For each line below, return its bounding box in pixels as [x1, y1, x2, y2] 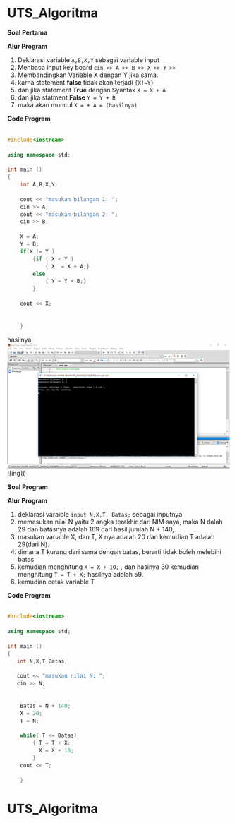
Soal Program [7, 482, 48, 491]
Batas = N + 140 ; [20, 702, 71, 709]
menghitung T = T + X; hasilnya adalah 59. [17, 570, 144, 578]
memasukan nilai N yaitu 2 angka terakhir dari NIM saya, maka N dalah [17, 517, 224, 526]
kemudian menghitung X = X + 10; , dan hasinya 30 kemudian [17, 563, 199, 571]
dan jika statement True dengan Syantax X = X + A [17, 85, 166, 94]
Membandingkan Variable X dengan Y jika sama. [17, 71, 159, 79]
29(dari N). [17, 540, 49, 548]
